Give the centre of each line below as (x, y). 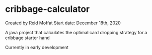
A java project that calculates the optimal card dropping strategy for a (76, 32)
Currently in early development (37, 47)
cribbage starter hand (27, 38)
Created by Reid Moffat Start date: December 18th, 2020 (63, 23)
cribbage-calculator (47, 9)
